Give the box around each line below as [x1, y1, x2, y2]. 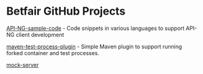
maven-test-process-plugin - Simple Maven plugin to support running [6, 43, 182, 50]
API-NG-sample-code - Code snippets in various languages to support [6, 24, 185, 32]
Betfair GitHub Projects [6, 4, 126, 18]
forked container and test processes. [6, 49, 100, 56]
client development [15, 31, 64, 38]
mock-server [6, 61, 39, 68]
